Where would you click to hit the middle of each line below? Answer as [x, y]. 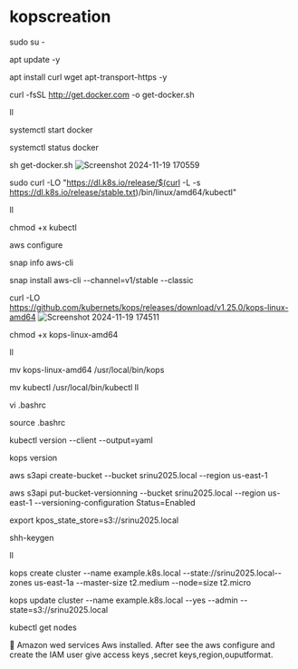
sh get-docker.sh [41, 164]
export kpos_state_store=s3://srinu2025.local [94, 520]
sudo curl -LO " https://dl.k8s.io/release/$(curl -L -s [105, 182]
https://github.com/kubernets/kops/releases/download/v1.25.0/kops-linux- [149, 307]
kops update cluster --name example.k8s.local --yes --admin [124, 600]
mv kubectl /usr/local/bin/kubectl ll [74, 387]
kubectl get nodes [43, 627]
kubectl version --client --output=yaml [82, 440]
